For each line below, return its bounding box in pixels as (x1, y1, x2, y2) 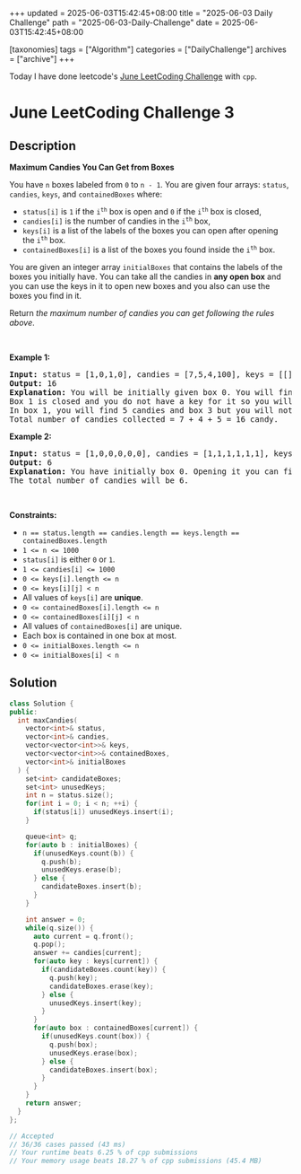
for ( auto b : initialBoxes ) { (25, 840, 139, 849)
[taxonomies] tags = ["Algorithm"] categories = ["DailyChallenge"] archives (9, 44, 287, 55)
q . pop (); (32, 940, 66, 950)
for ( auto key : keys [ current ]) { (32, 957, 159, 966)
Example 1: (9, 352, 51, 363)
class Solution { (9, 699, 74, 708)
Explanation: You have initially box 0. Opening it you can (9, 467, 279, 477)
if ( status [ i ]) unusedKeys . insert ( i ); (32, 808, 175, 817)
